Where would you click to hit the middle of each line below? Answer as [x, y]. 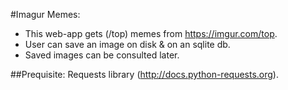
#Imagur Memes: [45, 14]
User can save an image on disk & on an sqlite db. [127, 44]
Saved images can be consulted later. [102, 55]
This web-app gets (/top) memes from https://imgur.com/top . [151, 33]
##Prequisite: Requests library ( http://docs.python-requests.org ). [144, 74]
